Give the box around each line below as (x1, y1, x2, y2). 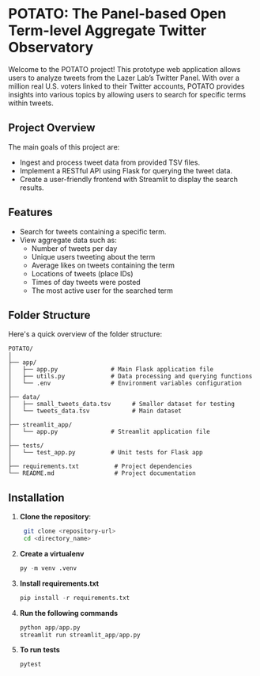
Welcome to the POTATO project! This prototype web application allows (8, 64, 241, 74)
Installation (8, 491, 65, 504)
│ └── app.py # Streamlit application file (8, 428, 211, 436)
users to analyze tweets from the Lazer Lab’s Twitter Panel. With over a (8, 73, 239, 82)
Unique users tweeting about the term (31, 252, 156, 261)
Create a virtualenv (19, 549, 85, 558)
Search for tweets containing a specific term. (19, 226, 167, 236)
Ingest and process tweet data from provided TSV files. (19, 158, 200, 167)
